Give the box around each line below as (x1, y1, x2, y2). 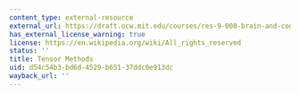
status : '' (9, 47, 50, 56)
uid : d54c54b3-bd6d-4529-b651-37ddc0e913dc (9, 64, 174, 73)
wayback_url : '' (9, 72, 70, 81)
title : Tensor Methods (9, 55, 94, 64)
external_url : (9, 21, 62, 30)
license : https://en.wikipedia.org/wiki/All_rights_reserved (9, 38, 242, 47)
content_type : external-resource (9, 13, 134, 22)
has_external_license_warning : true (9, 30, 146, 38)
